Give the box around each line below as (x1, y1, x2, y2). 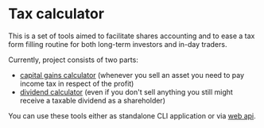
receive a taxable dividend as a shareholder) (19, 95, 165, 105)
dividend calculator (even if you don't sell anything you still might (19, 87, 233, 96)
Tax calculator (8, 5, 105, 23)
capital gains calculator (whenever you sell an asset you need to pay (19, 70, 245, 80)
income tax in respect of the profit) (19, 79, 134, 88)
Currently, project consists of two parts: (8, 55, 139, 64)
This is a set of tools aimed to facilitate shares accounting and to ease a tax (8, 31, 255, 41)
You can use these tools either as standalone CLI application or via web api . (8, 111, 256, 120)
